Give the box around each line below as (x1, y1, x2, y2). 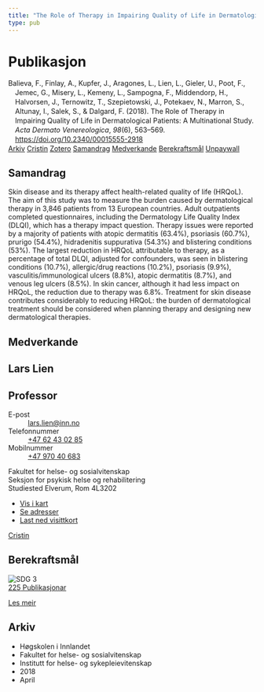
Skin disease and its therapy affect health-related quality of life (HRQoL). (8, 187, 244, 197)
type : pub (8, 19, 41, 27)
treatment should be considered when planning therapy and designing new (8, 304, 251, 314)
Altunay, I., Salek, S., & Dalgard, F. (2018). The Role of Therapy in (15, 107, 225, 116)
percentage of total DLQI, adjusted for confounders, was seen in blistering (8, 254, 248, 263)
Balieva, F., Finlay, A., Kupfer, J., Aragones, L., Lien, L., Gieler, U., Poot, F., (8, 79, 246, 88)
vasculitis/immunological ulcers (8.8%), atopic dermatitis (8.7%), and (8, 271, 232, 280)
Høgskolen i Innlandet (19, 642, 90, 651)
